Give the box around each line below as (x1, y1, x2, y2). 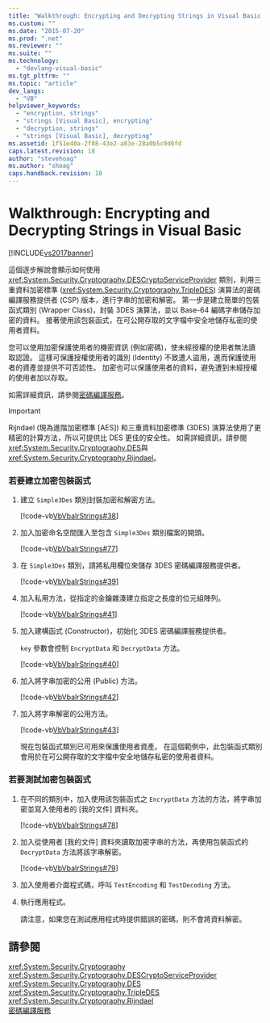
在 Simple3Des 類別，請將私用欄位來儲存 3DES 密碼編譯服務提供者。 (19, 560, 246, 570)
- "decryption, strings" (15, 124, 99, 132)
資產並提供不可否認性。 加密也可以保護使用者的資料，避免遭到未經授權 (22, 363, 258, 372)
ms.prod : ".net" (8, 34, 63, 43)
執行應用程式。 (19, 897, 70, 907)
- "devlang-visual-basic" (15, 65, 103, 73)
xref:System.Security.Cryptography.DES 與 (8, 442, 149, 452)
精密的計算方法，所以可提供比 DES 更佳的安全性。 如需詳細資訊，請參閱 (8, 433, 247, 442)
